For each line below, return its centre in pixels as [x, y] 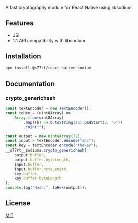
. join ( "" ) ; [35, 127]
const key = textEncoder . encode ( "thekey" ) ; [52, 145]
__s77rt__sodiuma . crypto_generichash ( [46, 151]
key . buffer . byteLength [38, 178]
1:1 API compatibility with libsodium [49, 40]
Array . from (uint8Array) [39, 118]
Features [19, 23]
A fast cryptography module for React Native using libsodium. [69, 7]
